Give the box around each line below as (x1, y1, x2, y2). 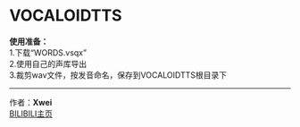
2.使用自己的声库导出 (9, 58, 87, 69)
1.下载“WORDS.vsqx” (9, 47, 87, 58)
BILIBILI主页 (9, 108, 54, 119)
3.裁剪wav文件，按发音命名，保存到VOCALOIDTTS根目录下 (9, 69, 228, 80)
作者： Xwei (9, 97, 53, 107)
